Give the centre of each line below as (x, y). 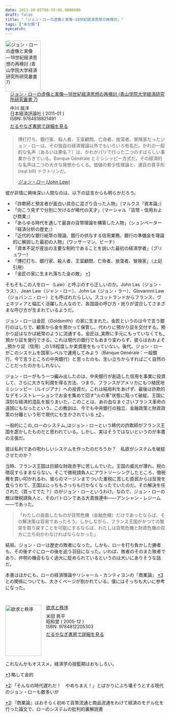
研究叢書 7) (26, 99)
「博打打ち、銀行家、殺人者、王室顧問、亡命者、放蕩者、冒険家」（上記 (87, 261)
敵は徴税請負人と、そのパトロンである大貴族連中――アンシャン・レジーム (83, 498)
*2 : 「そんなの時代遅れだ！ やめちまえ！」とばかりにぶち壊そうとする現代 (84, 685)
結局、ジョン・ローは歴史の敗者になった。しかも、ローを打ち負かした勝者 (83, 545)
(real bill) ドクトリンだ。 (43, 171)
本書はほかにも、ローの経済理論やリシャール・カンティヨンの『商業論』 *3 (84, 575)
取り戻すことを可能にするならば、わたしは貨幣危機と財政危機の (94, 527)
